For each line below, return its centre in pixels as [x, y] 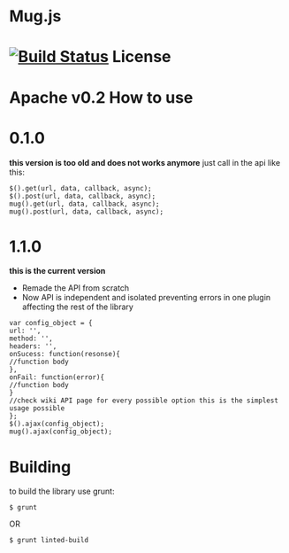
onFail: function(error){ [57, 378]
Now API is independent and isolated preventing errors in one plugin [146, 298]
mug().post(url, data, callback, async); [87, 211]
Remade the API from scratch [76, 288]
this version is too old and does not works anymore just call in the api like [145, 162]
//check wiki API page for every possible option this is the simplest [144, 401]
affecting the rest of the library [78, 307]
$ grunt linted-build [49, 541]
